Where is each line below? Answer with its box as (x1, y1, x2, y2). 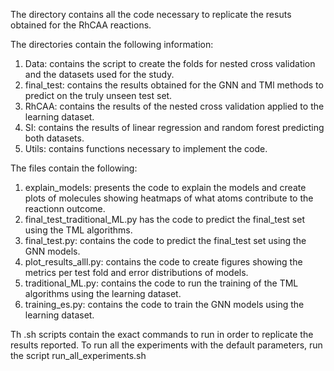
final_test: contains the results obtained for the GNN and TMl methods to (24, 79, 324, 91)
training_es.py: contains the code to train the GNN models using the (24, 299, 305, 310)
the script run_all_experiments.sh (10, 350, 147, 361)
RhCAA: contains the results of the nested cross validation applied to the (24, 100, 325, 112)
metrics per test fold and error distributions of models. (24, 267, 249, 278)
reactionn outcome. (24, 203, 106, 214)
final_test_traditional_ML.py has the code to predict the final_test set (24, 214, 305, 225)
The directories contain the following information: (10, 39, 214, 50)
